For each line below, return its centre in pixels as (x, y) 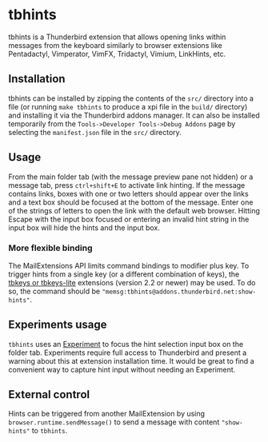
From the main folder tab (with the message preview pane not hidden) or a (131, 177)
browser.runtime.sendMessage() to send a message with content (114, 422)
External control (49, 394)
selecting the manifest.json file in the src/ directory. (95, 132)
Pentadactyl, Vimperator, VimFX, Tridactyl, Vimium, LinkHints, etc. (117, 54)
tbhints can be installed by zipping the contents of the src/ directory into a (131, 98)
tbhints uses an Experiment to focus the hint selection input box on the (126, 344)
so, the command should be (54, 291)
